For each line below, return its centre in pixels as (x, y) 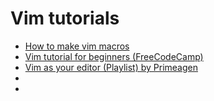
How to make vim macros (77, 46)
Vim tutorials (65, 18)
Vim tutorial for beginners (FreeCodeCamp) (114, 56)
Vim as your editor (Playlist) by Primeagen (111, 67)
